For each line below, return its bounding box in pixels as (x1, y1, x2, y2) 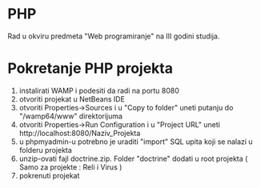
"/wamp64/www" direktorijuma (18, 111, 123, 121)
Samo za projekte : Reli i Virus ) (18, 162, 122, 172)
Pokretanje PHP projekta (7, 59, 174, 78)
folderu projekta (18, 145, 73, 154)
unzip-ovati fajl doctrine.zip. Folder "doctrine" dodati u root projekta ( (18, 154, 248, 163)
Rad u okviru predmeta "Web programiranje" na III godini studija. (7, 31, 220, 41)
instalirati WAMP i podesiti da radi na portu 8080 (18, 86, 179, 95)
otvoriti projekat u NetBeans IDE (18, 94, 126, 104)
